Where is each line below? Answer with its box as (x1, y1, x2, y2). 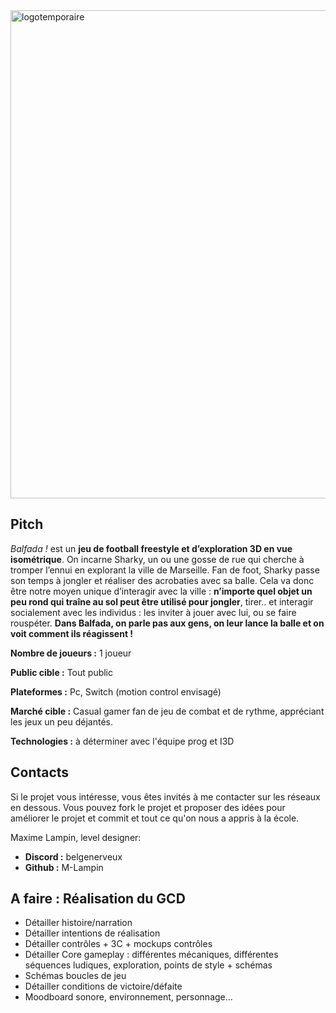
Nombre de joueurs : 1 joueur (10, 647, 132, 659)
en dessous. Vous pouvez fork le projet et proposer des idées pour (10, 801, 286, 813)
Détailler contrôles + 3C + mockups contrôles (24, 938, 213, 950)
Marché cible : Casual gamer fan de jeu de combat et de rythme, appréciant (10, 705, 325, 717)
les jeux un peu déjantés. (10, 715, 114, 728)
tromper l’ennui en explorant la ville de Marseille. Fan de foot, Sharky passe (10, 564, 320, 576)
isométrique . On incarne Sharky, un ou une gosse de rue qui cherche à (10, 553, 305, 565)
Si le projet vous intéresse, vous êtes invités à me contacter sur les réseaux (10, 790, 321, 803)
